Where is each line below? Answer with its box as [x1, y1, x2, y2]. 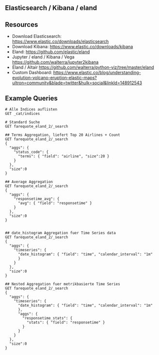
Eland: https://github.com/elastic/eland [12, 49, 90, 55]
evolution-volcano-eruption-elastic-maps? [12, 75, 97, 81]
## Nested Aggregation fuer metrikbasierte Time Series [5, 282, 120, 287]
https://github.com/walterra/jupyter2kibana [12, 59, 99, 65]
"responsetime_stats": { [22, 316, 73, 321]
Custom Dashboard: [12, 70, 52, 75]
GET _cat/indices [5, 112, 40, 116]
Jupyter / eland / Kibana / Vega [12, 54, 75, 60]
